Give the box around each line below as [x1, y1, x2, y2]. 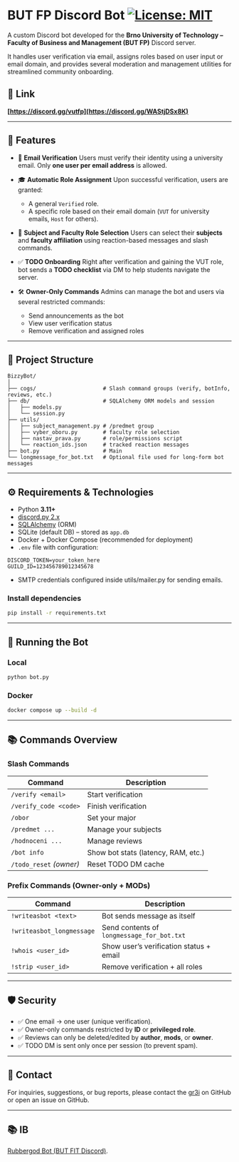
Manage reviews [87, 836, 143, 846]
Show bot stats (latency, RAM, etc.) [87, 847, 205, 857]
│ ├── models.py [7, 404, 62, 411]
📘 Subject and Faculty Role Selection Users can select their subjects [17, 228, 223, 237]
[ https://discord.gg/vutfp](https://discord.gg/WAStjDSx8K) [7, 107, 188, 116]
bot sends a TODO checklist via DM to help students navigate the [17, 265, 211, 274]
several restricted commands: [17, 297, 105, 306]
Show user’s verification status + [102, 941, 211, 951]
